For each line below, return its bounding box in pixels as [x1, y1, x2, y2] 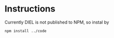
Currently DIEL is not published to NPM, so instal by [4, 19, 109, 25]
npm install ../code [4, 28, 47, 33]
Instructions [4, 3, 56, 14]
